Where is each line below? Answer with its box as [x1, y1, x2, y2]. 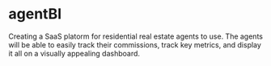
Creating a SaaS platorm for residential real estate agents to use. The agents [8, 31, 263, 41]
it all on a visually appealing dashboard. [8, 48, 140, 58]
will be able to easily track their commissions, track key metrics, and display [8, 39, 261, 49]
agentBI [8, 5, 62, 23]
